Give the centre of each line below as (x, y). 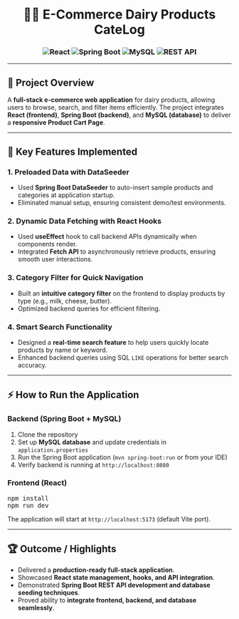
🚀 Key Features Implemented (72, 151)
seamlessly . (36, 608)
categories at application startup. (66, 194)
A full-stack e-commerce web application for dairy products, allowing (111, 100)
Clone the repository (48, 435)
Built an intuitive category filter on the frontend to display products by (121, 293)
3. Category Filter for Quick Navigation (75, 278)
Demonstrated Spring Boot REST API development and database (114, 585)
